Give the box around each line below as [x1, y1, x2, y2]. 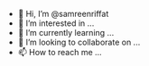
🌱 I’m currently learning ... [17, 28, 115, 37]
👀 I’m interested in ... [17, 18, 95, 29]
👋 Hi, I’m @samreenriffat [17, 9, 109, 19]
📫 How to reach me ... [17, 47, 102, 57]
